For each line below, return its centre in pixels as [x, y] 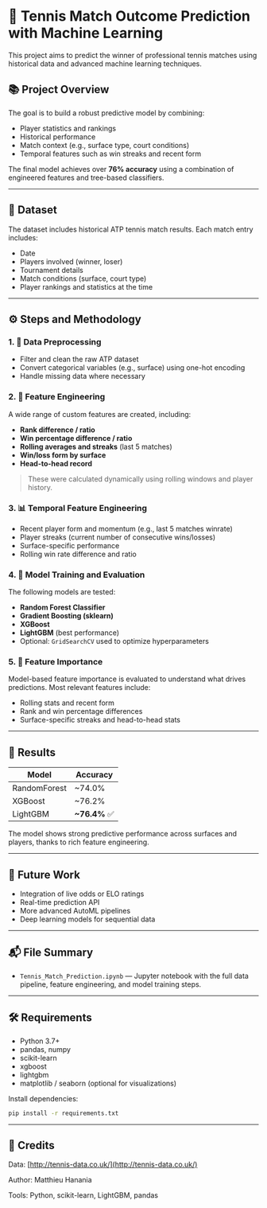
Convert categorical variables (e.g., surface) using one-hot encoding [132, 368]
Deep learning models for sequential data [87, 919]
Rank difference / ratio [57, 430]
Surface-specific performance [70, 545]
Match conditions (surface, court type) [83, 279]
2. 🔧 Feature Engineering [57, 397]
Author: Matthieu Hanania [50, 1180]
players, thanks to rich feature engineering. [79, 842]
